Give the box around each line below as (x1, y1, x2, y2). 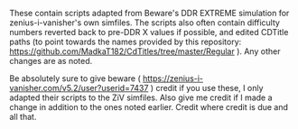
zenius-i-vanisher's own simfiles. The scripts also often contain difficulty (9, 17, 280, 28)
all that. (9, 112, 37, 122)
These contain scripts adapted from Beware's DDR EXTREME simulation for (9, 8, 290, 18)
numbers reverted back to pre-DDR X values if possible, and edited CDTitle (9, 27, 289, 37)
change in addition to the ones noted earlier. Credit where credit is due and (9, 102, 289, 112)
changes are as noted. (9, 56, 93, 66)
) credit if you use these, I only (150, 83, 264, 93)
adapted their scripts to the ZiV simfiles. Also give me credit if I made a (9, 92, 273, 103)
